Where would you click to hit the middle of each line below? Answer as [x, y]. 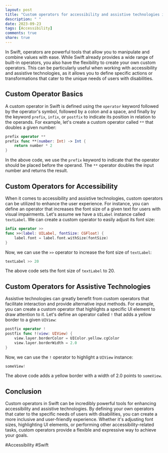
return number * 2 [33, 146]
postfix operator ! [25, 329]
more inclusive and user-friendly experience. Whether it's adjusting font [79, 420]
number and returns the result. [37, 171]
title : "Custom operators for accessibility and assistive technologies [82, 14]
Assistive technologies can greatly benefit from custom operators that [77, 299]
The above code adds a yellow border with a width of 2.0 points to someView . [84, 376]
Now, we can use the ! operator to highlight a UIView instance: [69, 357]
